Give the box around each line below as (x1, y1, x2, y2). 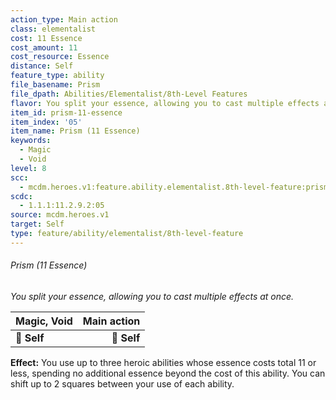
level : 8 (10, 163, 47, 173)
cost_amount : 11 (10, 42, 78, 53)
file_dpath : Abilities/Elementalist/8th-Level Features (10, 89, 248, 99)
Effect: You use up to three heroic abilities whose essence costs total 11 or (10, 356, 317, 368)
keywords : (10, 136, 52, 146)
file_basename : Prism (10, 80, 101, 90)
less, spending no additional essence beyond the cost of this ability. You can (10, 367, 326, 379)
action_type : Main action (10, 14, 118, 25)
